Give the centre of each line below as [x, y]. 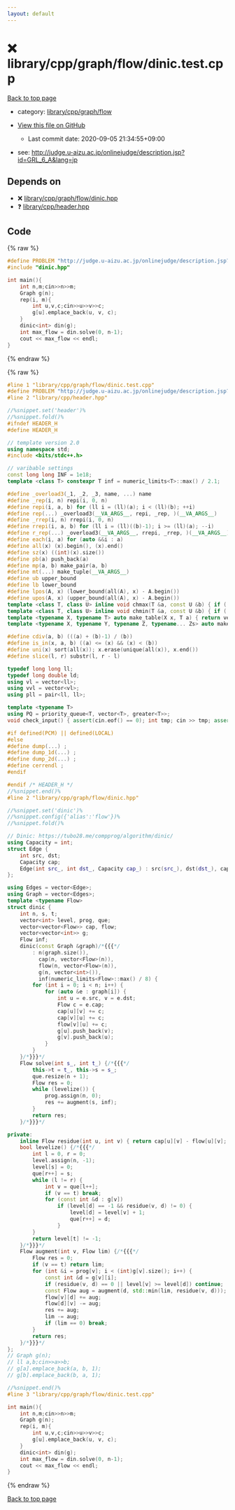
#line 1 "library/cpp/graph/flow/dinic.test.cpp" [81, 385]
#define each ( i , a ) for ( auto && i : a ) [65, 539]
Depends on [34, 182]
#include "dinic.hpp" [39, 268]
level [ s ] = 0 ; [53, 1167]
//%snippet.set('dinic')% [45, 810]
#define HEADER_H [33, 430]
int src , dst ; [40, 855]
